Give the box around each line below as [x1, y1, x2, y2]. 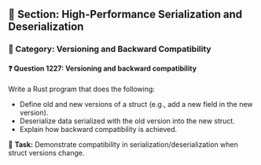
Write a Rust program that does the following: [8, 84, 156, 93]
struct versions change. [8, 148, 85, 157]
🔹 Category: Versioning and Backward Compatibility [8, 44, 211, 55]
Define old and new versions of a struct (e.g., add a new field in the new [19, 99, 253, 108]
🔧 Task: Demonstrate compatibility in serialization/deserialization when [8, 139, 238, 149]
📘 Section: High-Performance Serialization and [8, 8, 243, 21]
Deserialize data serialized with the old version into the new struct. [19, 115, 236, 126]
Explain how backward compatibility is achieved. [19, 124, 178, 134]
